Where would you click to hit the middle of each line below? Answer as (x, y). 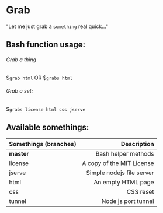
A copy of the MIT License (118, 163)
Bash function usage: (46, 45)
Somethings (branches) (43, 144)
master (19, 153)
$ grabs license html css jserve (46, 109)
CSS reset (140, 191)
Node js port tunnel (128, 201)
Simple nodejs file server (120, 173)
